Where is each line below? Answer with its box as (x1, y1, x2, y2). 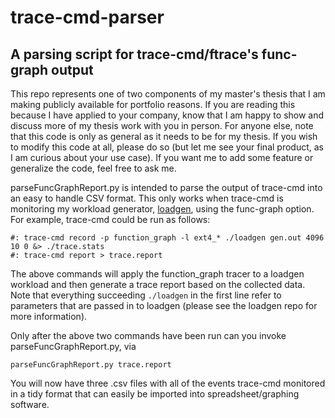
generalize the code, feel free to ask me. (10, 162, 177, 174)
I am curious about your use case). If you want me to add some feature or (10, 152, 314, 163)
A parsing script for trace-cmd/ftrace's (10, 46, 259, 63)
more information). (10, 311, 88, 322)
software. (10, 399, 50, 410)
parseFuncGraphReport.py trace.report (10, 360, 172, 370)
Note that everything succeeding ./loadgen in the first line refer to (10, 289, 282, 301)
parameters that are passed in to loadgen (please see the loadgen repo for (10, 300, 318, 311)
